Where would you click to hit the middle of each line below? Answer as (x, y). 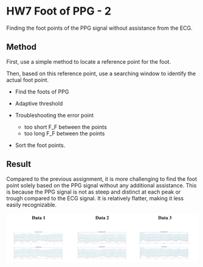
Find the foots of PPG (42, 92)
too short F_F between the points (66, 127)
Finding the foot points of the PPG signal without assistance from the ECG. (99, 28)
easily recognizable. (31, 204)
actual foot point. (28, 79)
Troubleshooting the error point (54, 115)
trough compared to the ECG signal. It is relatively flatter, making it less (95, 198)
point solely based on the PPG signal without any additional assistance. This (101, 185)
